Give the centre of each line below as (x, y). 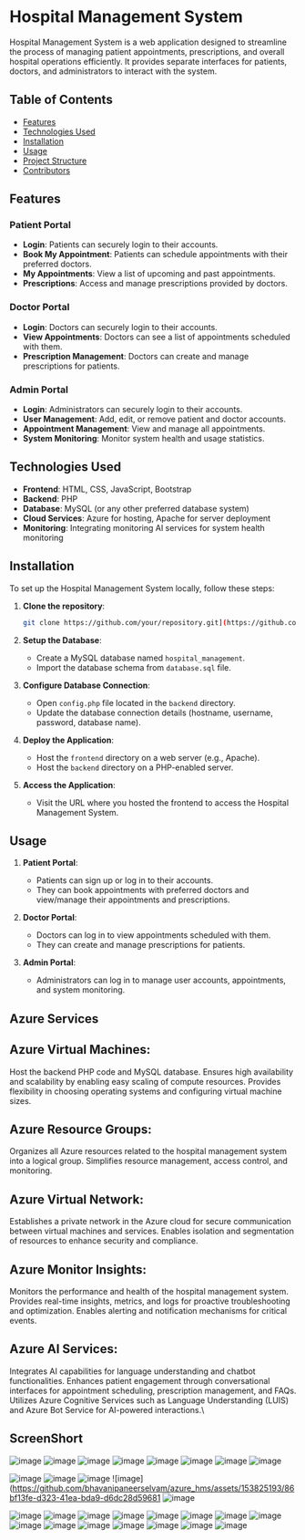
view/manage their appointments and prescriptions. (133, 900)
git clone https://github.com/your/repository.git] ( (125, 622)
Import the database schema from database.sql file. (134, 667)
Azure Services (54, 1019)
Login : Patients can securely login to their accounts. (120, 245)
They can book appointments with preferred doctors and (142, 890)
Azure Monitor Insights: (78, 1269)
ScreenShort (46, 1439)
